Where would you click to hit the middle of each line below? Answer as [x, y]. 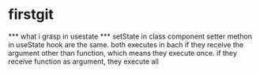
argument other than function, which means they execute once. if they [122, 53]
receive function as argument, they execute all [84, 61]
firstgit [31, 15]
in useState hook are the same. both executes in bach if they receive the [126, 44]
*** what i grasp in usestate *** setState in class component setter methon [130, 36]
